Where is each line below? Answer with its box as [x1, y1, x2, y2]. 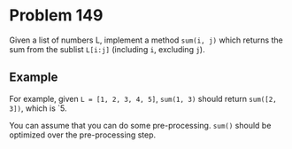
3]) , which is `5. [9, 103, 67, 114]
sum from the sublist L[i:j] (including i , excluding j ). [9, 43, 205, 54]
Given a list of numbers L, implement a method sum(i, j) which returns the [9, 35, 283, 45]
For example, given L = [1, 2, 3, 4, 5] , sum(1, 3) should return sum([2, [9, 93, 277, 104]
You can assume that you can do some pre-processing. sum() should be [9, 120, 272, 130]
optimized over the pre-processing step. [9, 129, 157, 140]
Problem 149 [9, 5, 104, 26]
